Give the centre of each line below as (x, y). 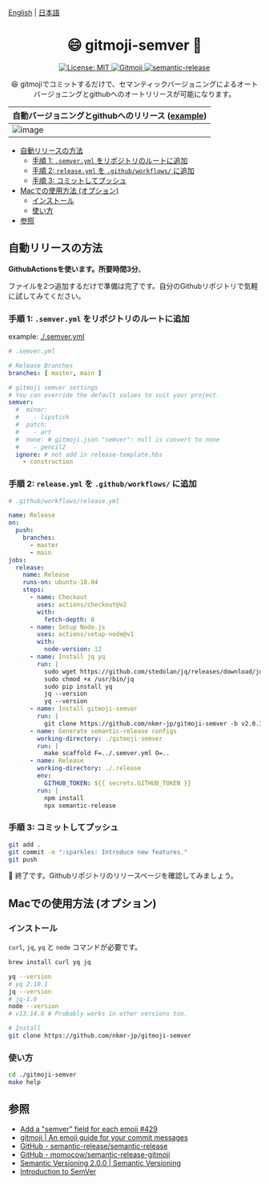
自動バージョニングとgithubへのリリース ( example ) (110, 115)
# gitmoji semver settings (53, 387)
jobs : (17, 560)
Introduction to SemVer (58, 1171)
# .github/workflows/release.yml (64, 501)
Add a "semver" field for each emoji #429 (89, 1129)
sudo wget (60, 671)
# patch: (32, 425)
